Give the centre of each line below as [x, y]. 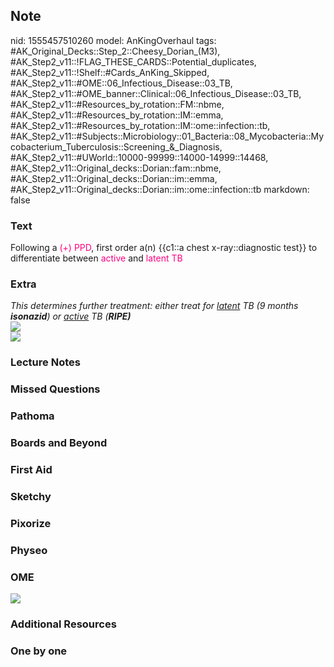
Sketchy [31, 496]
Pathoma [32, 416]
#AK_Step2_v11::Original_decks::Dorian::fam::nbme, [116, 168]
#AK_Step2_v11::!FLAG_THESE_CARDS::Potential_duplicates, [133, 61]
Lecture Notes [45, 362]
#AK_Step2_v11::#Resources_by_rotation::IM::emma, [117, 115]
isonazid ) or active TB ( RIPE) [71, 316]
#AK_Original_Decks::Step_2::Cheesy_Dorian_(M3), [115, 51]
